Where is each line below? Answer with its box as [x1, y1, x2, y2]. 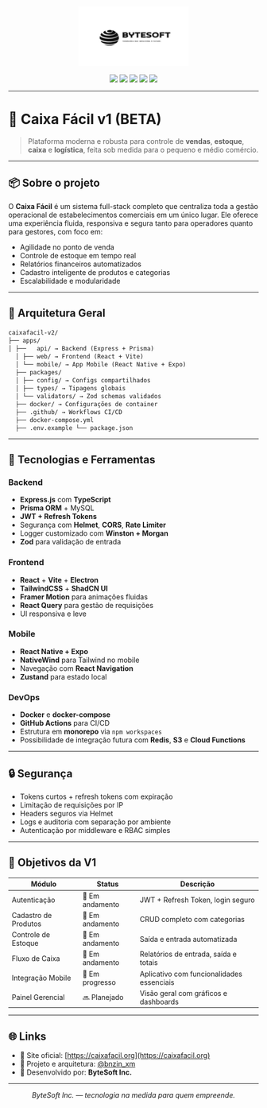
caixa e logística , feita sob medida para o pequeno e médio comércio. [27, 145, 259, 154]
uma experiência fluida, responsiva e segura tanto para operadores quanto [8, 218, 253, 228]
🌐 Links [8, 1029, 47, 1043]
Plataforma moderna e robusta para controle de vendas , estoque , [27, 136, 245, 145]
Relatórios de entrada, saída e [139, 949, 237, 959]
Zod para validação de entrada [19, 537, 122, 547]
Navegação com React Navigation [19, 663, 133, 673]
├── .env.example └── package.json [15, 424, 133, 432]
